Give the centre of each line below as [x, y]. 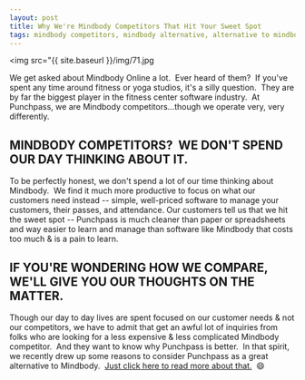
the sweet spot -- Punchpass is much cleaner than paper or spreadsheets [148, 219]
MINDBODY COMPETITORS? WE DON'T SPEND [146, 145]
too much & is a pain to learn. [64, 239]
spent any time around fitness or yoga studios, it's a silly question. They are [152, 88]
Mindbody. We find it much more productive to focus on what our [133, 190]
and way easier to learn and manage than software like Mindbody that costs [151, 229]
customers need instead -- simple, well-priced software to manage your [144, 200]
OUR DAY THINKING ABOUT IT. [99, 159]
